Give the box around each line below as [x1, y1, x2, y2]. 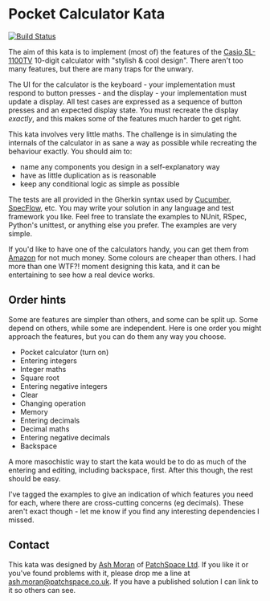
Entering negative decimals [19, 432, 111, 442]
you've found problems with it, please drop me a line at [8, 568, 190, 578]
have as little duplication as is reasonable [19, 170, 157, 180]
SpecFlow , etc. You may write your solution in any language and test [8, 202, 235, 213]
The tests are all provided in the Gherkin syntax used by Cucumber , [8, 194, 231, 204]
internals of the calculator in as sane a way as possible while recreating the [8, 137, 257, 147]
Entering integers [19, 355, 78, 366]
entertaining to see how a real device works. [8, 270, 155, 280]
